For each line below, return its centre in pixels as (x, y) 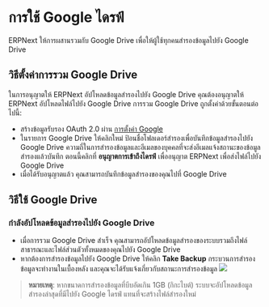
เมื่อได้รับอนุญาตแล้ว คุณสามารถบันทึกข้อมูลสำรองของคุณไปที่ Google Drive (124, 173)
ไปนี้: (15, 113)
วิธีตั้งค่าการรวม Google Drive (73, 75)
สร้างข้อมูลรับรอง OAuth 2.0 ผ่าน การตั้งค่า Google (91, 129)
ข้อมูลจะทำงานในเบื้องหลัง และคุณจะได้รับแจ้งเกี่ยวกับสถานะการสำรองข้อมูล (119, 269)
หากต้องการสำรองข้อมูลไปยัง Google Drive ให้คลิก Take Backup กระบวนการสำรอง (138, 258)
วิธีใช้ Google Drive (53, 200)
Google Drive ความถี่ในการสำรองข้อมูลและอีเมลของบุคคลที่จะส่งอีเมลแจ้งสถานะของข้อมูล (140, 147)
